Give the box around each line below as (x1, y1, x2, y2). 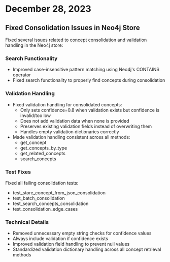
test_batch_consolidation (12, 195, 65, 201)
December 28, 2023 (5, 3, 91, 15)
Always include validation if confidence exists (12, 236, 108, 242)
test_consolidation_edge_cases (12, 206, 78, 212)
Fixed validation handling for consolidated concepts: (12, 101, 122, 107)
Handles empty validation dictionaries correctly (20, 128, 119, 135)
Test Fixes (5, 168, 31, 176)
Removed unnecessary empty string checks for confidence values (12, 230, 152, 237)
